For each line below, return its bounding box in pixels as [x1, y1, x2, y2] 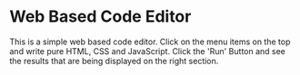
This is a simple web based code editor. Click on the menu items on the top [9, 36, 291, 47]
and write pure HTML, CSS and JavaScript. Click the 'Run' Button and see [9, 45, 286, 56]
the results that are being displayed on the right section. [9, 55, 219, 66]
